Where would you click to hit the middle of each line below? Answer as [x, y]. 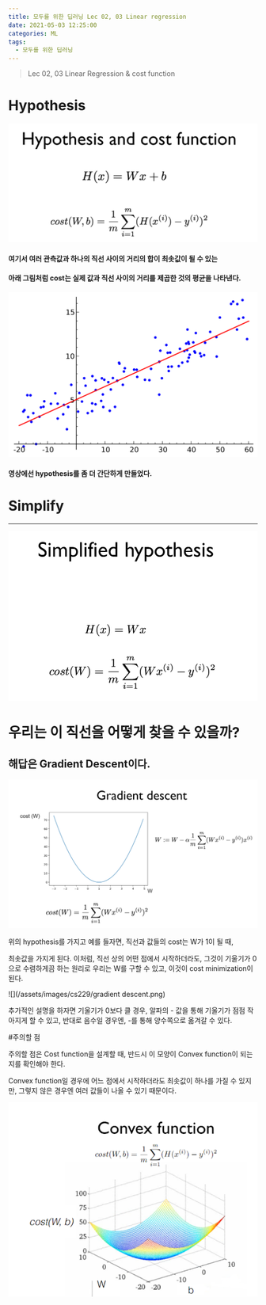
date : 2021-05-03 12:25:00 [53, 25]
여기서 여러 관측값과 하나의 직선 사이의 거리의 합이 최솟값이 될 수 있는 [113, 258]
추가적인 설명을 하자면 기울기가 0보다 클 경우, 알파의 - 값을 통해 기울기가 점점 [127, 1010]
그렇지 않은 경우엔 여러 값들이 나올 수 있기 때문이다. [97, 1091]
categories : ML [33, 33]
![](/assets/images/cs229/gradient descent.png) [87, 995]
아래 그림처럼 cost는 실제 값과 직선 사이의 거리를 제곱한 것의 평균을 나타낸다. [125, 278]
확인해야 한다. [44, 1064]
